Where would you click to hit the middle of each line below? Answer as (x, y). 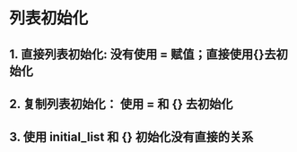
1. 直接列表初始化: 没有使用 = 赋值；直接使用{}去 (143, 54)
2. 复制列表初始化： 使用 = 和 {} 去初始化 (121, 104)
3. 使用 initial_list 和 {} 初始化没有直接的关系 (131, 137)
